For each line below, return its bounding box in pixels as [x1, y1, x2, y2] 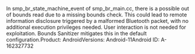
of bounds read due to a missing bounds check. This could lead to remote [6, 11, 187, 18]
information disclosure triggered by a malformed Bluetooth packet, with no [6, 18, 189, 24]
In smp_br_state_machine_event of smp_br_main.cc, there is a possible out [6, 5, 189, 12]
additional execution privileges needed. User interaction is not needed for [6, 23, 186, 31]
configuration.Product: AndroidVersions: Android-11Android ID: [6, 36, 160, 43]
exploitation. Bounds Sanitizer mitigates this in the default [6, 30, 147, 37]
